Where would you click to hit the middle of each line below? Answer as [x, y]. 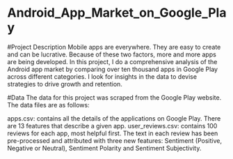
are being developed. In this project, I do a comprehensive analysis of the [112, 61]
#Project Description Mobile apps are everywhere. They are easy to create [114, 47]
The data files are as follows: [48, 105]
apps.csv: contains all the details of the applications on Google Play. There [114, 118]
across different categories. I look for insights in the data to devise [102, 76]
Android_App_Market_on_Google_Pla [117, 13]
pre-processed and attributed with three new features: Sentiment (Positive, [115, 140]
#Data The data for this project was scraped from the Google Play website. [114, 97]
